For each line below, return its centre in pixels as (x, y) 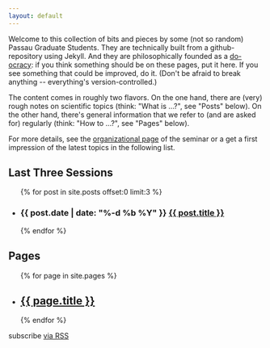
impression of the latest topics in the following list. (92, 147)
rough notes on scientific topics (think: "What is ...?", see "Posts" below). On (135, 106)
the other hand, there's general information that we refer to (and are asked (132, 115)
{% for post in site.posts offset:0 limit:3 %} (91, 192)
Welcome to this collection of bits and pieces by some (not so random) (126, 39)
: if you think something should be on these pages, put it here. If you (145, 65)
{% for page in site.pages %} (68, 275)
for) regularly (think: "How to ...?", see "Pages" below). (99, 123)
